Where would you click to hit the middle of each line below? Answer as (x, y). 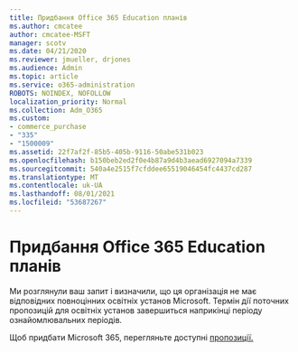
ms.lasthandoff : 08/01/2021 (62, 194)
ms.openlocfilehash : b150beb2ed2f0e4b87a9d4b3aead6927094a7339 (131, 160)
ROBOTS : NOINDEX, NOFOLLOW (60, 93)
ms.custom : (30, 118)
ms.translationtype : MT (54, 177)
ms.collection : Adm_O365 (56, 110)
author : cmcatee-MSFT (50, 34)
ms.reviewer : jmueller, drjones (70, 60)
